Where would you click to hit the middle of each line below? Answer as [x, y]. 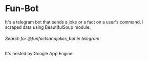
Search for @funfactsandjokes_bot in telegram [52, 38]
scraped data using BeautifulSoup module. [48, 27]
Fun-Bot [22, 9]
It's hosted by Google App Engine [39, 54]
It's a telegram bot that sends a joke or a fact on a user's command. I [74, 22]
